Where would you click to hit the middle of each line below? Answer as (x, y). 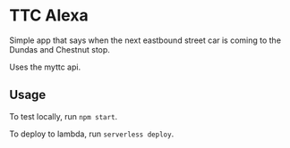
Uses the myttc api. (45, 67)
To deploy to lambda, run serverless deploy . (92, 134)
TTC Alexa (49, 16)
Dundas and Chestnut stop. (60, 49)
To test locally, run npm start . (64, 116)
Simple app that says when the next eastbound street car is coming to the (145, 40)
